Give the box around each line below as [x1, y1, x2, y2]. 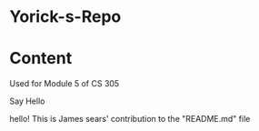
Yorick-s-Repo [9, 6, 122, 27]
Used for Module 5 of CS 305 [9, 78, 120, 89]
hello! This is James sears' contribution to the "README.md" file [9, 114, 251, 125]
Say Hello [9, 96, 45, 106]
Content [9, 48, 73, 69]
